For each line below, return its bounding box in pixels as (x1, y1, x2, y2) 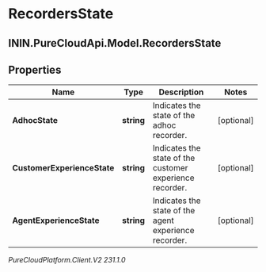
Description (158, 86, 204, 98)
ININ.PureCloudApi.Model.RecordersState (8, 36, 222, 50)
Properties (8, 63, 62, 76)
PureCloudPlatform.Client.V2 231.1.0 (8, 255, 126, 265)
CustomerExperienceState (12, 163, 115, 174)
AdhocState (12, 115, 58, 126)
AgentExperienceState (12, 215, 100, 226)
